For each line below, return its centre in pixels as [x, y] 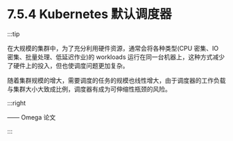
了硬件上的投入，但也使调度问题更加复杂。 [68, 65]
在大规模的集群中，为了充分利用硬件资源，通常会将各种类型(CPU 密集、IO [113, 48]
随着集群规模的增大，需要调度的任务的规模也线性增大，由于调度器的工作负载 [116, 80]
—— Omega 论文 [32, 117]
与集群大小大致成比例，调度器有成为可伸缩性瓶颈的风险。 [89, 89]
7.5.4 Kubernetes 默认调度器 [89, 14]
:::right [17, 103]
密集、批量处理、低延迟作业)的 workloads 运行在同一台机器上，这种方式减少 [116, 57]
